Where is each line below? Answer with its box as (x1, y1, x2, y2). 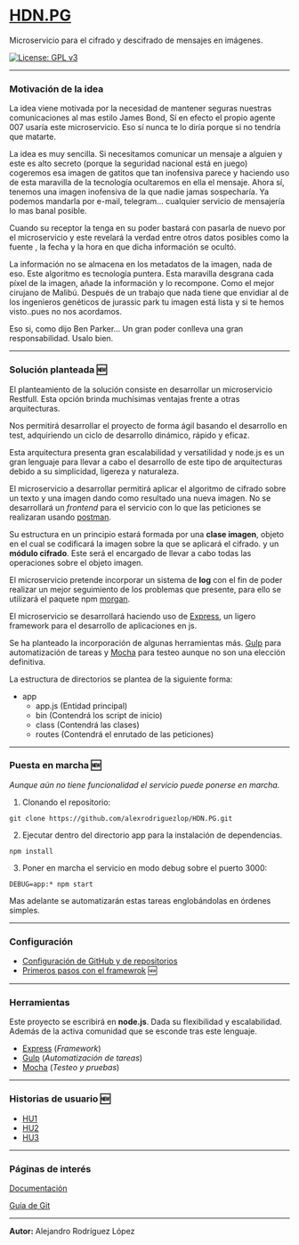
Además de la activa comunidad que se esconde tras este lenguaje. (9, 1026, 258, 1036)
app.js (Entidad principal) (35, 700, 128, 711)
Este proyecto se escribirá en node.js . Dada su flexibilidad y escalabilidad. (9, 1017, 283, 1028)
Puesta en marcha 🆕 (9, 759, 101, 772)
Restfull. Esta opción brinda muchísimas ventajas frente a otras (9, 393, 240, 404)
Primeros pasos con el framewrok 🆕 (21, 965, 158, 976)
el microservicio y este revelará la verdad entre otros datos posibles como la (9, 233, 289, 243)
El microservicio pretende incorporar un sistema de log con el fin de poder (9, 574, 283, 585)
